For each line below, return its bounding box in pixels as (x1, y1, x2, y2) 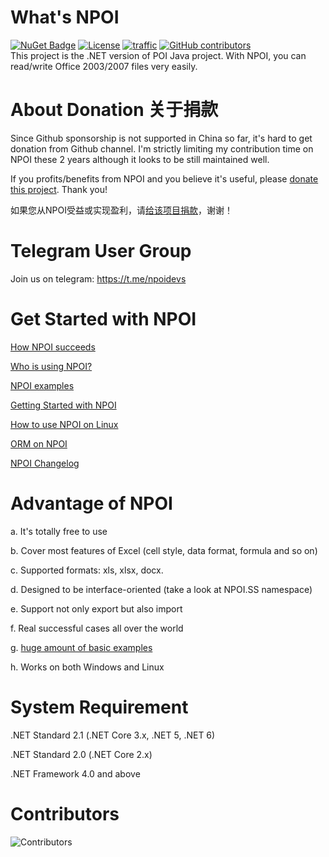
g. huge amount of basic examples (10, 641, 153, 653)
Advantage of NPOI (10, 492, 173, 515)
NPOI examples (10, 379, 75, 391)
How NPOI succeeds (10, 341, 96, 353)
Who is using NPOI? (10, 360, 93, 372)
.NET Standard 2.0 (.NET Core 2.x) (10, 748, 153, 760)
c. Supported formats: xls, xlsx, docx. (10, 564, 164, 576)
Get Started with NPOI (10, 308, 197, 330)
